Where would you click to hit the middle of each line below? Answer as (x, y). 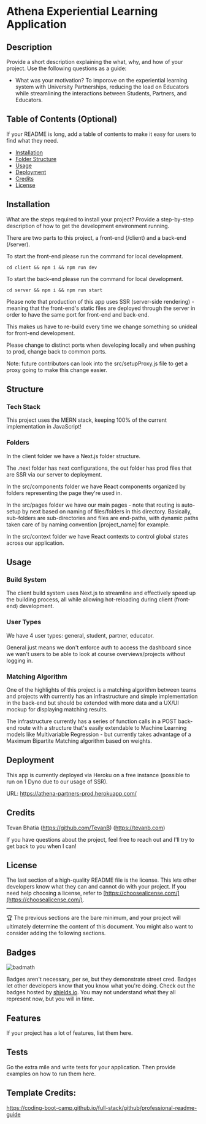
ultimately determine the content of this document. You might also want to (100, 927)
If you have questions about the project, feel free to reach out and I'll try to (101, 839)
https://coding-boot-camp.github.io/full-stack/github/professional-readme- (102, 1107)
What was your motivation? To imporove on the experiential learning (101, 80)
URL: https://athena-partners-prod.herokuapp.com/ (71, 793)
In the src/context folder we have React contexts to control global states (97, 536)
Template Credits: (41, 1093)
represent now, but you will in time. (51, 999)
